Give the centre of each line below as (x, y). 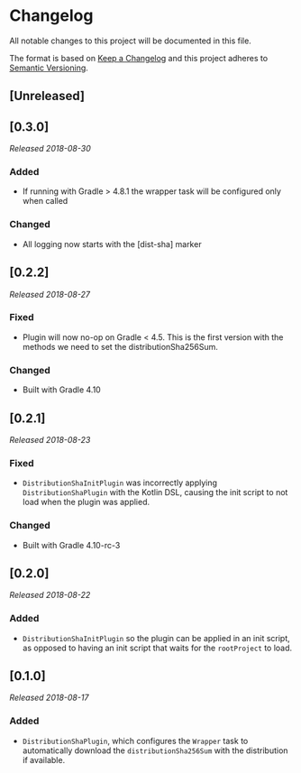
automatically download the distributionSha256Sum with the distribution (155, 750)
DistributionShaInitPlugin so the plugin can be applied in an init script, (156, 638)
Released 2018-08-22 (50, 595)
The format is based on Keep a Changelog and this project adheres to (139, 58)
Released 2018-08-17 (49, 698)
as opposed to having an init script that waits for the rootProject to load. (157, 648)
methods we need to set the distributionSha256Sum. (120, 346)
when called (45, 201)
